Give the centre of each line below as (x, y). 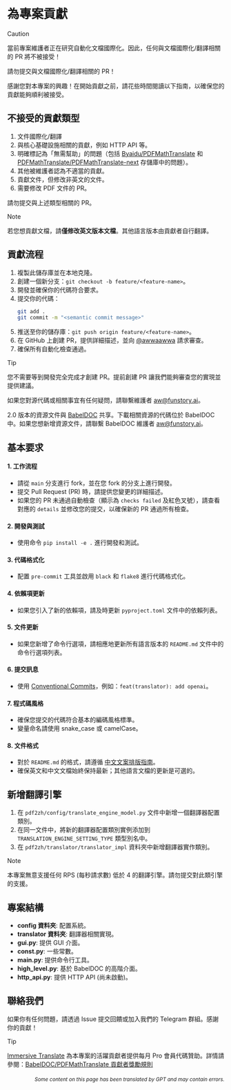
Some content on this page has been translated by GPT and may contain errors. (129, 1080)
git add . (31, 311)
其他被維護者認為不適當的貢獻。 (62, 170)
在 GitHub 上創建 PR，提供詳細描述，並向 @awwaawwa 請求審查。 (112, 340)
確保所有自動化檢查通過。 (53, 349)
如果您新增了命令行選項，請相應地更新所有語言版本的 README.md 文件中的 (120, 644)
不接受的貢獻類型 (43, 118)
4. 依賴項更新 (26, 593)
